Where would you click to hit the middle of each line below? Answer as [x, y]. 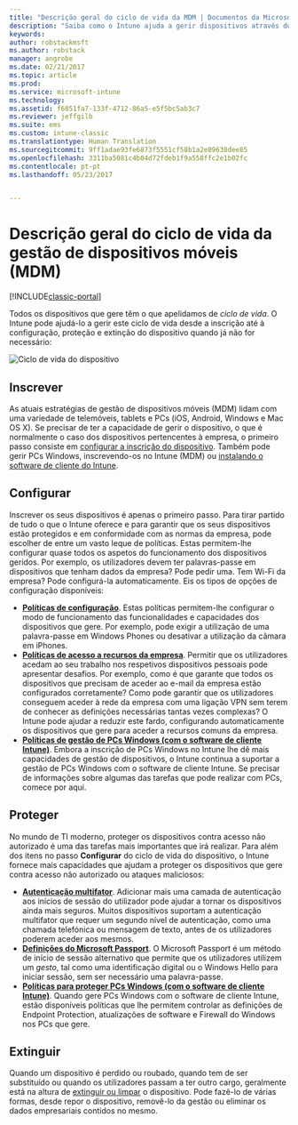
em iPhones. [45, 645]
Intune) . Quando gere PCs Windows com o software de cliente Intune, [150, 995]
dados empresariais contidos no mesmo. [83, 1111]
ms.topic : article [43, 76]
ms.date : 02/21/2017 [47, 68]
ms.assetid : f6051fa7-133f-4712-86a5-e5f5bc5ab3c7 [105, 108]
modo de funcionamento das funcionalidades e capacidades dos [141, 617]
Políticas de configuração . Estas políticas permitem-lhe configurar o [148, 607]
